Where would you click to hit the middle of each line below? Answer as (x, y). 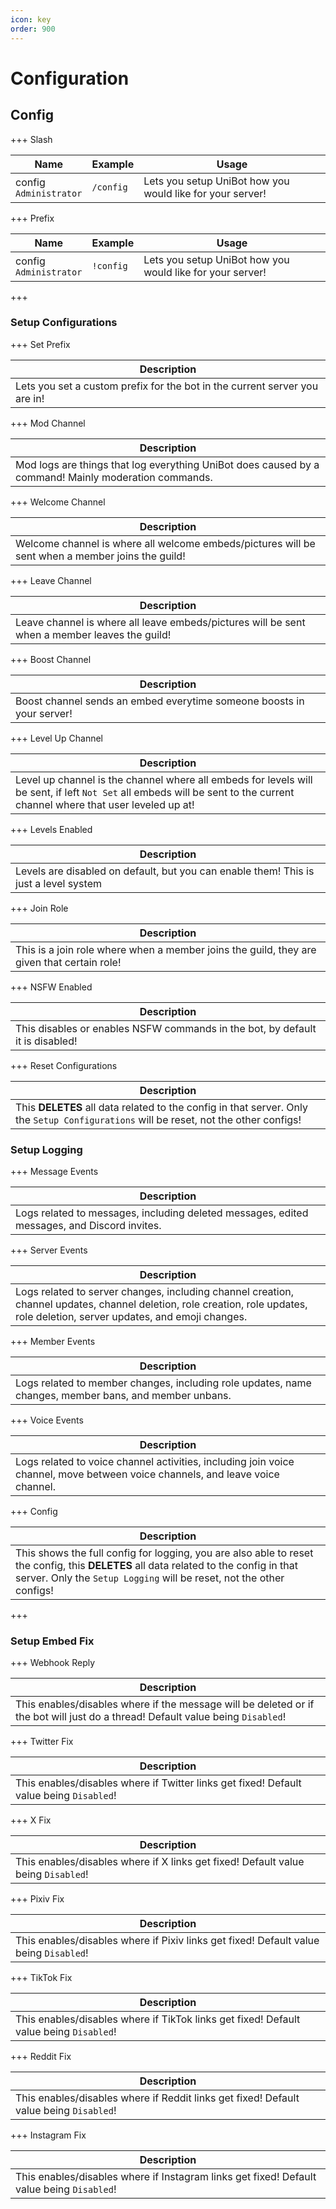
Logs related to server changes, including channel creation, (155, 1292)
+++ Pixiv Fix (37, 1899)
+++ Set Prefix (40, 344)
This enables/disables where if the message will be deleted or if (165, 1704)
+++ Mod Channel (48, 423)
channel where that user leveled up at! (105, 804)
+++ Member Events (53, 1342)
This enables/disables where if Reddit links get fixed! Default (157, 2098)
